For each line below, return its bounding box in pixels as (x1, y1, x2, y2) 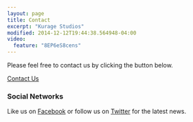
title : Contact (7, 17, 51, 23)
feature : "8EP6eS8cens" (13, 42, 81, 49)
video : (7, 36, 26, 43)
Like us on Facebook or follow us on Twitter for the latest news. (7, 108, 187, 116)
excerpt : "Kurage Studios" (7, 23, 84, 30)
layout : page (7, 10, 45, 17)
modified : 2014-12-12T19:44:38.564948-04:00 (7, 29, 137, 37)
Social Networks (7, 91, 64, 101)
